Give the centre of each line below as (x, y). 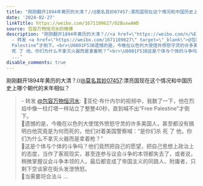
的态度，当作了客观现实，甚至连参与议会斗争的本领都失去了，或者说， (108, 153)
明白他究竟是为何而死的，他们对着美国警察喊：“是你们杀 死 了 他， (104, 131)
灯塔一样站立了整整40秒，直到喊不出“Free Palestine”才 (116, 108)
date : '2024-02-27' (31, 18)
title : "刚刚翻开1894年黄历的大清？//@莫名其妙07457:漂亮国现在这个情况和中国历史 (100, 12)
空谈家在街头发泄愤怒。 (61, 168)
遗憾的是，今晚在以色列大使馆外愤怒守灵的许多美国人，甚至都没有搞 (109, 123)
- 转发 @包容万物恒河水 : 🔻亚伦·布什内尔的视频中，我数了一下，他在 (105, 101)
